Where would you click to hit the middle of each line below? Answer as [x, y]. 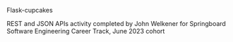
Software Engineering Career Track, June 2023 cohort [86, 31]
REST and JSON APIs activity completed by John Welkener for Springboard [116, 23]
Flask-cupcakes [30, 10]
